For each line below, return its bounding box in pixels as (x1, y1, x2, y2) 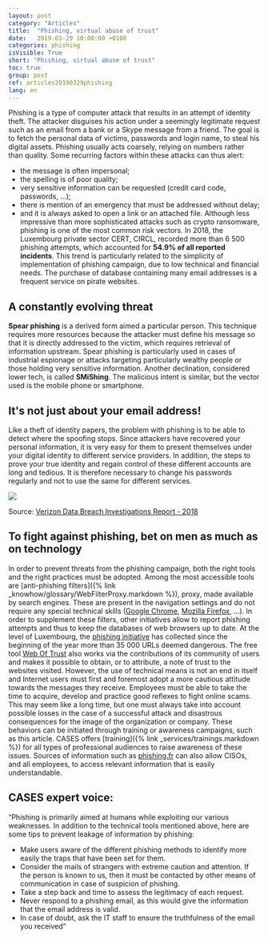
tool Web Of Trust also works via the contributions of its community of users (8, 648, 260, 658)
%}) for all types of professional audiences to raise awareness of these (8, 742, 242, 752)
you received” (19, 921, 66, 931)
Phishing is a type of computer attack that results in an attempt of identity (8, 108, 250, 118)
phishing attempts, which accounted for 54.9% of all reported (19, 243, 226, 252)
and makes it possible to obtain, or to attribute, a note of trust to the (8, 657, 231, 667)
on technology (8, 542, 82, 556)
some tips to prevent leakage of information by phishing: (8, 829, 194, 839)
